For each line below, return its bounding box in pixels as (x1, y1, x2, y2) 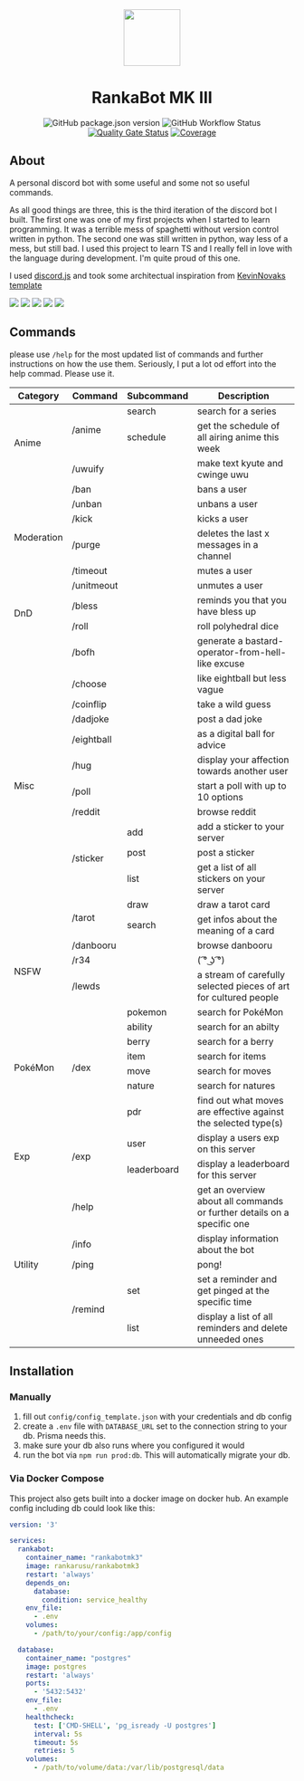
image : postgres (25, 1661, 88, 1671)
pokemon (126, 1005, 167, 1018)
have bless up (197, 605, 257, 618)
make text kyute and (197, 456, 283, 469)
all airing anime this (197, 430, 280, 443)
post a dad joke (197, 713, 262, 725)
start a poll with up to (197, 779, 287, 791)
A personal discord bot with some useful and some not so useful (9, 177, 251, 188)
